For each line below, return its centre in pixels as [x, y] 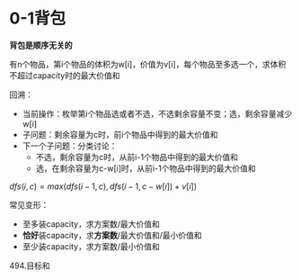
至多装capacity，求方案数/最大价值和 [91, 224]
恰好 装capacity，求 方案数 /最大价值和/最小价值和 [112, 235]
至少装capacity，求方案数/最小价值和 [91, 246]
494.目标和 [30, 265]
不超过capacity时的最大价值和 [65, 75]
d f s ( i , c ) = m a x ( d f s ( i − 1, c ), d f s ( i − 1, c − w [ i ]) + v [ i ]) [103, 186]
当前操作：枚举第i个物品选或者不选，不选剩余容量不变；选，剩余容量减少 [157, 113]
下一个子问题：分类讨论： [70, 146]
